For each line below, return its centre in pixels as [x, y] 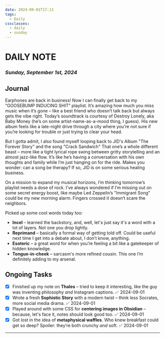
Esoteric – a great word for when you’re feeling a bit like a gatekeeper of [85, 243]
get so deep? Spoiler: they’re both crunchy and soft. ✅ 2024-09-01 [80, 325]
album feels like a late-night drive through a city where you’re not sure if [78, 126]
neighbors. [16, 203]
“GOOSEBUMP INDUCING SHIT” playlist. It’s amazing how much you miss [80, 105]
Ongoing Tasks [29, 275]
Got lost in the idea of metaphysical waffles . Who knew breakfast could [85, 320]
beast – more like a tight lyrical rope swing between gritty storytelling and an [82, 151]
